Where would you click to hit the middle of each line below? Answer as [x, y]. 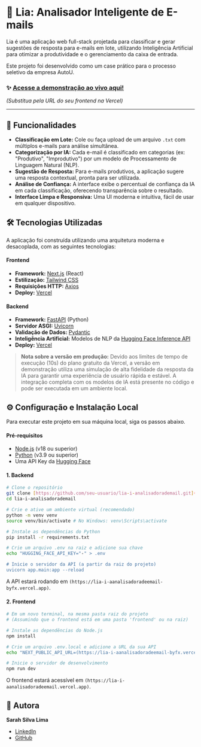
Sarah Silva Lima [28, 720]
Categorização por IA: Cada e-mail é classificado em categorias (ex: [100, 153]
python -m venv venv [32, 515]
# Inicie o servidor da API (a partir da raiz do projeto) [81, 564]
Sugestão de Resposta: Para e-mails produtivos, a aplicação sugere [99, 171]
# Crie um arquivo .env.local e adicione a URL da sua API [81, 647]
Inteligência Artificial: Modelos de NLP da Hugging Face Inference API [103, 339]
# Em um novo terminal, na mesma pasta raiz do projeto [77, 614]
